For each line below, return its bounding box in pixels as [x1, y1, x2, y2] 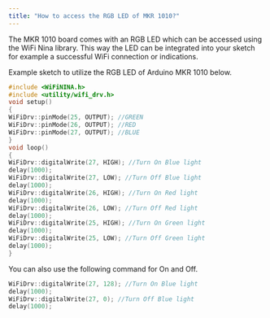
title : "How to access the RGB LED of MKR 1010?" [8, 11, 181, 20]
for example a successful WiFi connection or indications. [8, 51, 198, 61]
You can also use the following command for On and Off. [8, 264, 198, 273]
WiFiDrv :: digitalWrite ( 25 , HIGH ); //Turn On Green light [8, 219, 206, 228]
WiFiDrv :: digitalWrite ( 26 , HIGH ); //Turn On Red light [8, 189, 198, 197]
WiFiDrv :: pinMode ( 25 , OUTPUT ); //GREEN [8, 113, 144, 122]
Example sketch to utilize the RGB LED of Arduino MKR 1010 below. [8, 67, 232, 77]
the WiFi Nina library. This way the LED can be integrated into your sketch [8, 42, 255, 53]
